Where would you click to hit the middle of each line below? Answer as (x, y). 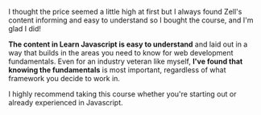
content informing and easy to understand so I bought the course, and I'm (131, 20)
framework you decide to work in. (64, 78)
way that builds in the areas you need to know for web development (121, 53)
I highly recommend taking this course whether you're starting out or (122, 94)
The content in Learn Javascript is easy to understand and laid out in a (128, 44)
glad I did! (25, 29)
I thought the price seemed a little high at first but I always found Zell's (125, 12)
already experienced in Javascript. (66, 103)
